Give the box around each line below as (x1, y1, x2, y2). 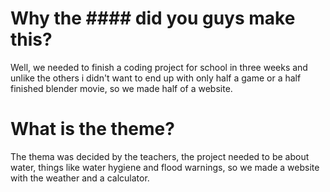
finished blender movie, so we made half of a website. (10, 82, 233, 94)
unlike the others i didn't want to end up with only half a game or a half (10, 72, 302, 84)
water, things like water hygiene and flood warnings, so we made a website (10, 161, 320, 173)
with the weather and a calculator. (10, 172, 150, 184)
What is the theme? (10, 118, 175, 141)
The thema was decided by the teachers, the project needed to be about (10, 150, 310, 162)
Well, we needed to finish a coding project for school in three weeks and (10, 61, 308, 73)
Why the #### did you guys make (10, 7, 296, 30)
